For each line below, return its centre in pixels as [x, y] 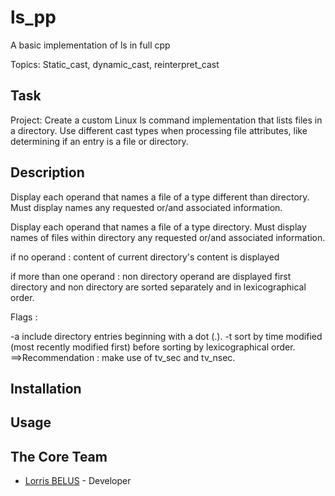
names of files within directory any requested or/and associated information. [168, 237]
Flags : [24, 317]
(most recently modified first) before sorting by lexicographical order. [153, 347]
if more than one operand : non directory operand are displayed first [151, 276]
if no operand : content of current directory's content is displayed [145, 257]
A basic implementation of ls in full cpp [90, 45]
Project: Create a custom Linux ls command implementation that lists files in [166, 120]
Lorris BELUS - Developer [78, 481]
